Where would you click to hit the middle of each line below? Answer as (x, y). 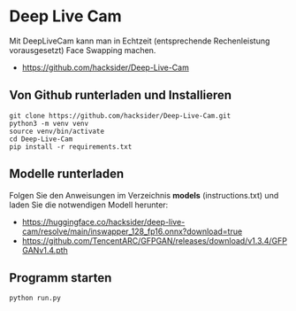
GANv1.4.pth (45, 250)
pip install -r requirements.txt (71, 147)
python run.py (35, 299)
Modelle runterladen (67, 174)
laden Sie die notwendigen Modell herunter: (89, 205)
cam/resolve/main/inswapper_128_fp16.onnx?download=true (132, 231)
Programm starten (61, 278)
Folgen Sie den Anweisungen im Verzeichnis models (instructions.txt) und (144, 195)
